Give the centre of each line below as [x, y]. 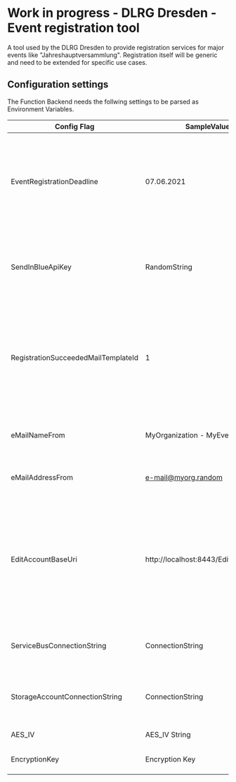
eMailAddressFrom [42, 477]
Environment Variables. [41, 109]
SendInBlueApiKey [41, 267]
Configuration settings [58, 85]
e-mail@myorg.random [184, 477]
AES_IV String [168, 734]
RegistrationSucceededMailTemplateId [75, 357]
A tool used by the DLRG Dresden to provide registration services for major [116, 47]
